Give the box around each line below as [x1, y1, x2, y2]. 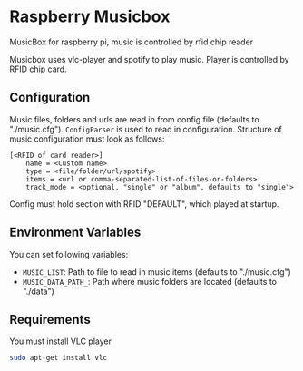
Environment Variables [9, 225, 142, 240]
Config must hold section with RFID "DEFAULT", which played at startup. [9, 198, 279, 210]
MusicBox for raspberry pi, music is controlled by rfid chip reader [9, 36, 254, 47]
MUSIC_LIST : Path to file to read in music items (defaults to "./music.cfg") [22, 266, 292, 278]
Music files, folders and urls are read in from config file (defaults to [9, 113, 260, 124]
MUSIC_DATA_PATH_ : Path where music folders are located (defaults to [22, 276, 277, 287]
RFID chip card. [9, 63, 67, 74]
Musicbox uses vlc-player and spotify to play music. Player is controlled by [9, 54, 289, 64]
